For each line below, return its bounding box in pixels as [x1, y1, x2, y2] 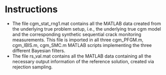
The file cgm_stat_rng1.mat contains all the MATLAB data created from [12, 20, 161, 27]
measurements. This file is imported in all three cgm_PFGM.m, [12, 37, 144, 43]
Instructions [5, 4, 58, 15]
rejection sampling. [12, 64, 53, 70]
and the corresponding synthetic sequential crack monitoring [12, 31, 141, 37]
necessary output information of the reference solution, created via [12, 58, 154, 64]
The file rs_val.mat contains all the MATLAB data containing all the [12, 53, 152, 59]
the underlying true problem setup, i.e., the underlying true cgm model [12, 26, 161, 32]
